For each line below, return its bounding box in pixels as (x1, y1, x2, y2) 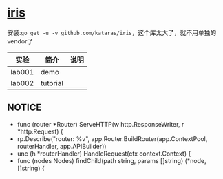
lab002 (10, 78, 34, 87)
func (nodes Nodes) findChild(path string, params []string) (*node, (17, 156, 206, 165)
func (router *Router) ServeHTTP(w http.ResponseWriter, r (17, 120, 184, 128)
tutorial (40, 78, 64, 87)
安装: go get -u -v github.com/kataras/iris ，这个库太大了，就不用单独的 (7, 28, 217, 36)
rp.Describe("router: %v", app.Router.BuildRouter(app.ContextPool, (17, 134, 208, 143)
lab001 (10, 67, 34, 76)
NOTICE (7, 102, 42, 114)
